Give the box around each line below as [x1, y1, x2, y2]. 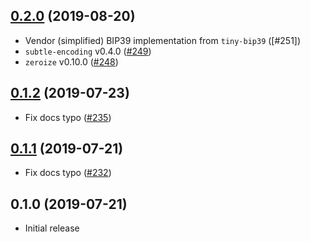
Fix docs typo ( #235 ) [24, 111, 112, 123]
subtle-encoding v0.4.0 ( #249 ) [24, 45, 152, 57]
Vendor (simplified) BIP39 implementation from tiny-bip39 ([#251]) [24, 34, 302, 46]
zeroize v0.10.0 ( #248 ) [24, 55, 119, 68]
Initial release [24, 222, 80, 234]
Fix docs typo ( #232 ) [24, 167, 112, 179]
